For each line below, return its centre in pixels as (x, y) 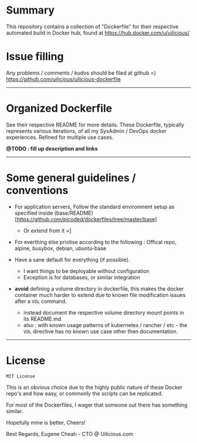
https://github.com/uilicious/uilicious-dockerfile (64, 79)
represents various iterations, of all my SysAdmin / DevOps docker (86, 131)
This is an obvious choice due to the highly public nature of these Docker (94, 387)
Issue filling (35, 57)
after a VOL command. (41, 301)
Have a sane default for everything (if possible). (72, 259)
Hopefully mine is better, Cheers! (46, 422)
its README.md (42, 319)
